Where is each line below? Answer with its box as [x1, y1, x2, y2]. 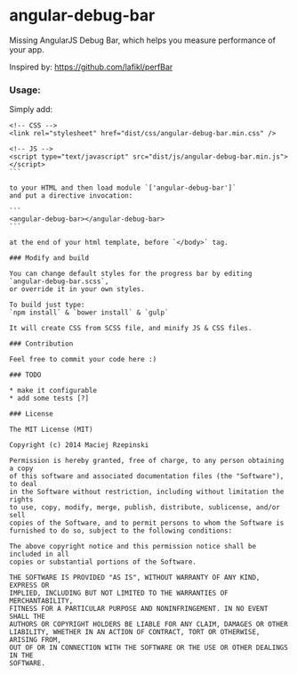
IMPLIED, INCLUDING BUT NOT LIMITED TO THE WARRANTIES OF [9, 589, 229, 598]
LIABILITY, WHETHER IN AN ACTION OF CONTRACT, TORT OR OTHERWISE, [9, 628, 261, 637]
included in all [9, 549, 69, 559]
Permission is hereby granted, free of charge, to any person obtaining [9, 456, 285, 466]
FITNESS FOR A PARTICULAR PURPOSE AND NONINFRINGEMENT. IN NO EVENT [9, 605, 269, 614]
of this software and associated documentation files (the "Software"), [9, 472, 285, 481]
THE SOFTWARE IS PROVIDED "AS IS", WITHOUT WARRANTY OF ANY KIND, [9, 573, 261, 582]
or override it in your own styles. [9, 285, 145, 294]
